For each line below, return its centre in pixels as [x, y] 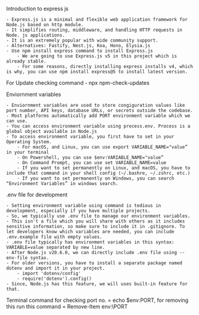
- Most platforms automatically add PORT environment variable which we [98, 116]
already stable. [26, 61]
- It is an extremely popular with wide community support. [83, 41]
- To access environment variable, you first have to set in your [90, 137]
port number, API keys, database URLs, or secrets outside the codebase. [100, 110]
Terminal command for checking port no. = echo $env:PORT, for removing [97, 300]
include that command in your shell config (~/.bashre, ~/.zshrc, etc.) [98, 173]
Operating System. [29, 142]
